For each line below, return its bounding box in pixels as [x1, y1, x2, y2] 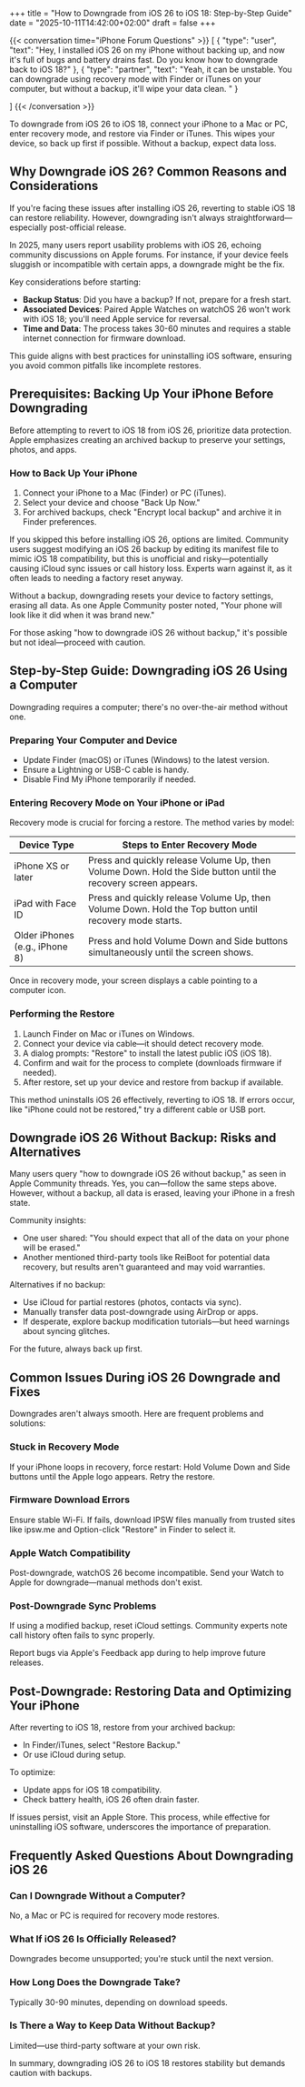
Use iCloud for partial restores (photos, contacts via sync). [22, 1297, 242, 1308]
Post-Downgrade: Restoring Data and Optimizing [9, 1683, 292, 1699]
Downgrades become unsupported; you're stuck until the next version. [9, 1953, 274, 1964]
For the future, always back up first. [9, 1343, 143, 1354]
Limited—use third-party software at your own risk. [9, 2040, 202, 2051]
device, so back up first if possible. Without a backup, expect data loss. [9, 138, 277, 148]
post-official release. [49, 222, 127, 233]
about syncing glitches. [22, 1326, 111, 1337]
